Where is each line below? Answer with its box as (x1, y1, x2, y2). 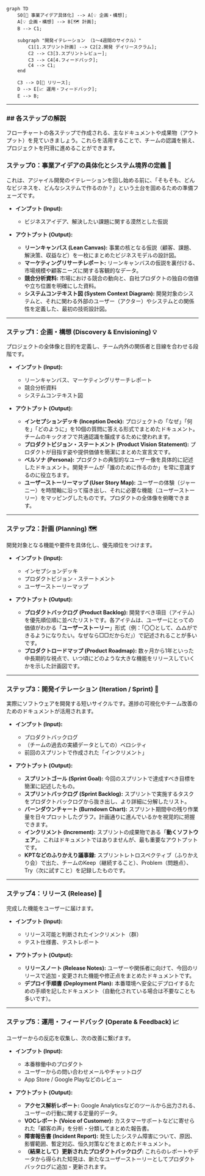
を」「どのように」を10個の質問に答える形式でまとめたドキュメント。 (24, 425, 198, 432)
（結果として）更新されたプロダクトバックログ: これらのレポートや (24, 1148, 193, 1155)
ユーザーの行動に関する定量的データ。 (24, 1109, 121, 1117)
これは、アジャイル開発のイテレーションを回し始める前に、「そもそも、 (6, 176, 185, 184)
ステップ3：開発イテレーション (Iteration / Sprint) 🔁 (6, 685, 159, 693)
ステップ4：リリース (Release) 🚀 (6, 889, 103, 898)
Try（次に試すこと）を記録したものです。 (24, 867, 129, 874)
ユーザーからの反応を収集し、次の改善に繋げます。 (6, 1035, 134, 1042)
